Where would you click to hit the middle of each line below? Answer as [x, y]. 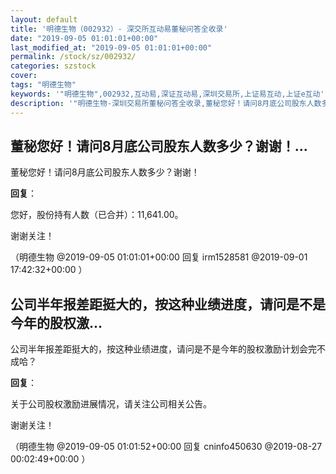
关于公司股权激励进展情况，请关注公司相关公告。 [111, 404]
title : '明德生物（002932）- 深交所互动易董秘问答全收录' [119, 29]
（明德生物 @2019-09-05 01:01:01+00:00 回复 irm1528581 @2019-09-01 [159, 257]
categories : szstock [53, 66]
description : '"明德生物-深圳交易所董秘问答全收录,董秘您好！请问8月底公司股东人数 [166, 103]
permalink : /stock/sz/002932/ [73, 57]
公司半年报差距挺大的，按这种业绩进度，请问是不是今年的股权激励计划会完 [163, 349]
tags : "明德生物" [43, 85]
